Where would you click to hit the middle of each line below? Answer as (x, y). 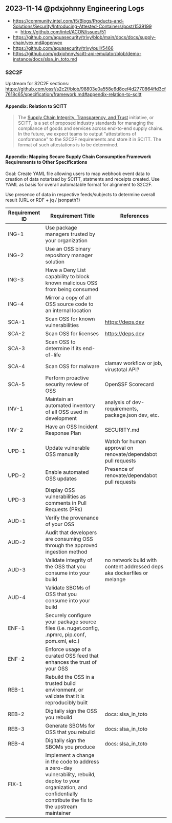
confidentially (62, 794)
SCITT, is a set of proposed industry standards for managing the (86, 123)
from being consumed (72, 289)
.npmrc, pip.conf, (66, 635)
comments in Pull (66, 503)
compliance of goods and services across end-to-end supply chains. (91, 128)
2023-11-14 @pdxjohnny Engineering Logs (75, 8)
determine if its (63, 348)
